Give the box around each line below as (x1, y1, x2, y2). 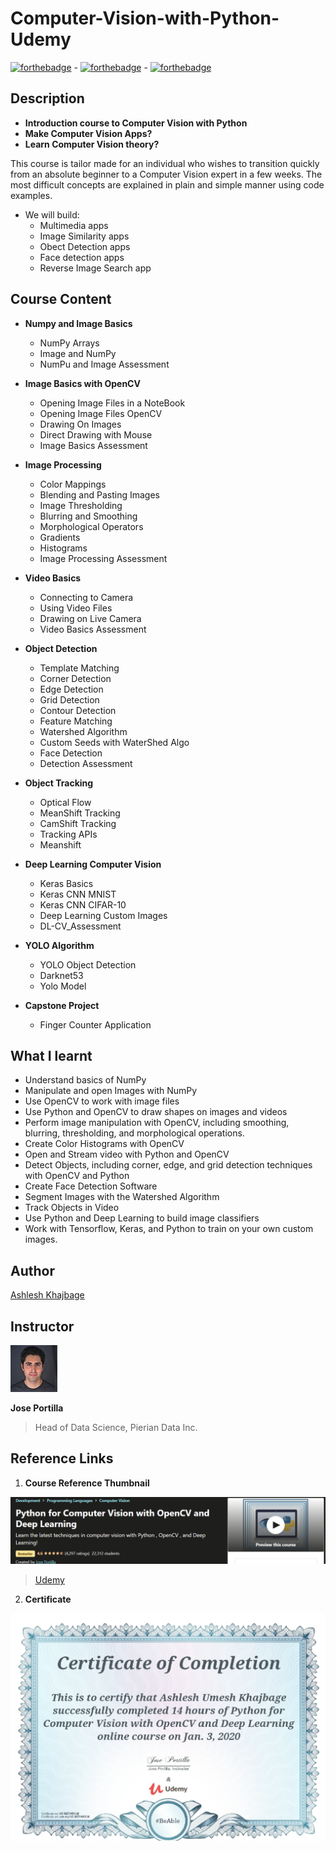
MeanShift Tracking (39, 807, 121, 819)
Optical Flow (39, 796, 92, 808)
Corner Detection (39, 672, 112, 684)
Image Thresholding (39, 499, 123, 511)
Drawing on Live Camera (39, 612, 142, 624)
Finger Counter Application (39, 1018, 152, 1031)
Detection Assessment (39, 757, 133, 769)
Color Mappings (39, 478, 107, 490)
